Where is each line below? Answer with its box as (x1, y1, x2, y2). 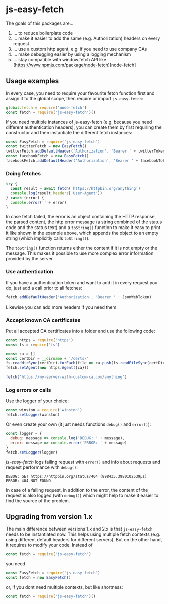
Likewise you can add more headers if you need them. (6, 304, 118, 310)
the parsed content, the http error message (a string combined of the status (6, 219, 162, 225)
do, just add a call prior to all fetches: (6, 285, 82, 291)
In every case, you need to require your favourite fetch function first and (6, 90, 155, 96)
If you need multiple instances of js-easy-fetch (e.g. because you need (6, 119, 152, 125)
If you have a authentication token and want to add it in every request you (6, 279, 158, 285)
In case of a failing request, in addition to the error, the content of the (6, 487, 148, 493)
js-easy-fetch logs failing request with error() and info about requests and (6, 459, 161, 465)
